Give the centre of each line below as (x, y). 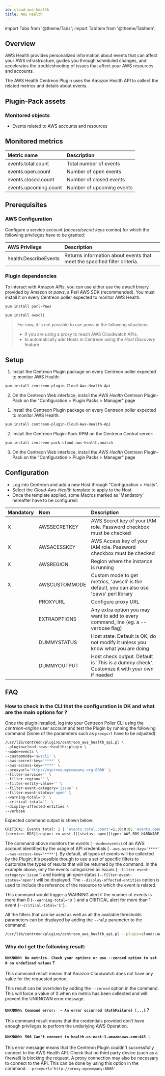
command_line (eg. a (115, 622)
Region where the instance (122, 561)
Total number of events (93, 164)
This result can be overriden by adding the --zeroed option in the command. (82, 989)
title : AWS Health (24, 14)
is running (102, 567)
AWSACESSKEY (57, 547)
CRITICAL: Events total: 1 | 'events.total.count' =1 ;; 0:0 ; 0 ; (69, 829)
